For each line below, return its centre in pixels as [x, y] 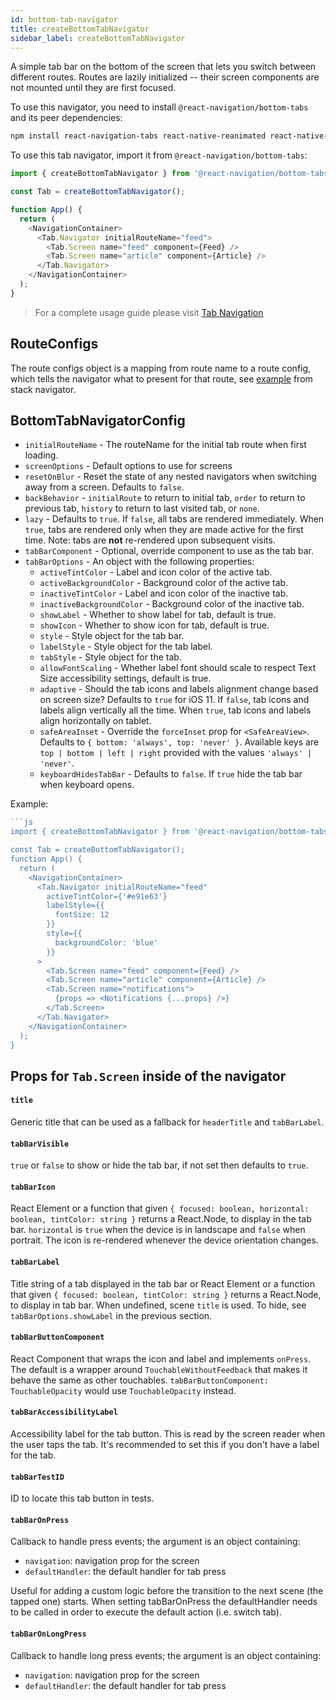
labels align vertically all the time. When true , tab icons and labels [175, 710]
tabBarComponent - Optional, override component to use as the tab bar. [169, 551]
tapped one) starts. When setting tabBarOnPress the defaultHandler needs [164, 1602]
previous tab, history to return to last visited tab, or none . [142, 508]
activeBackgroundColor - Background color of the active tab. [164, 583]
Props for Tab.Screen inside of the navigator [148, 1076]
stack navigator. [43, 389]
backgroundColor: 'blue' [106, 942]
